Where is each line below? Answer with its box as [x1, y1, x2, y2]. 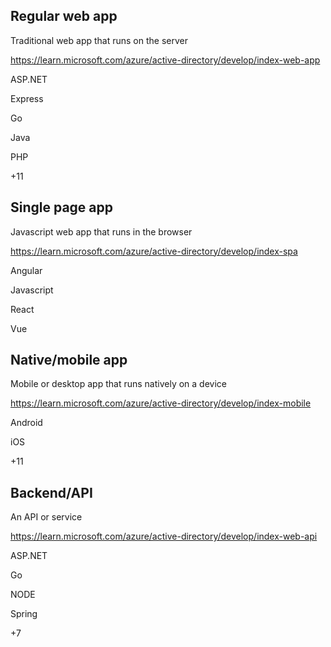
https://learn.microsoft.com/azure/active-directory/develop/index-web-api [10, 530, 318, 543]
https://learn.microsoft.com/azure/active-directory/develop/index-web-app [10, 54, 321, 66]
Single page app [10, 199, 114, 216]
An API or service [10, 511, 83, 523]
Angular [10, 264, 43, 276]
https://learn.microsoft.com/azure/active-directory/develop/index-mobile [10, 397, 312, 409]
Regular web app [10, 8, 118, 25]
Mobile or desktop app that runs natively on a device [10, 378, 227, 390]
